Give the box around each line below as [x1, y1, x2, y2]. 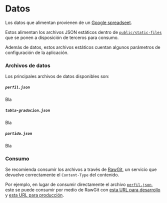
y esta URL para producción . [5, 192, 64, 198]
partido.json [5, 131, 32, 136]
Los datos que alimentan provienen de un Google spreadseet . [5, 19, 132, 25]
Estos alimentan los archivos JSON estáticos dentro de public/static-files [5, 29, 162, 35]
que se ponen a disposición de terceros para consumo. [5, 34, 119, 40]
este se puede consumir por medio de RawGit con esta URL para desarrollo [5, 187, 161, 193]
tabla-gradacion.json [5, 108, 50, 113]
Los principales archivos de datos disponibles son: [5, 73, 109, 79]
